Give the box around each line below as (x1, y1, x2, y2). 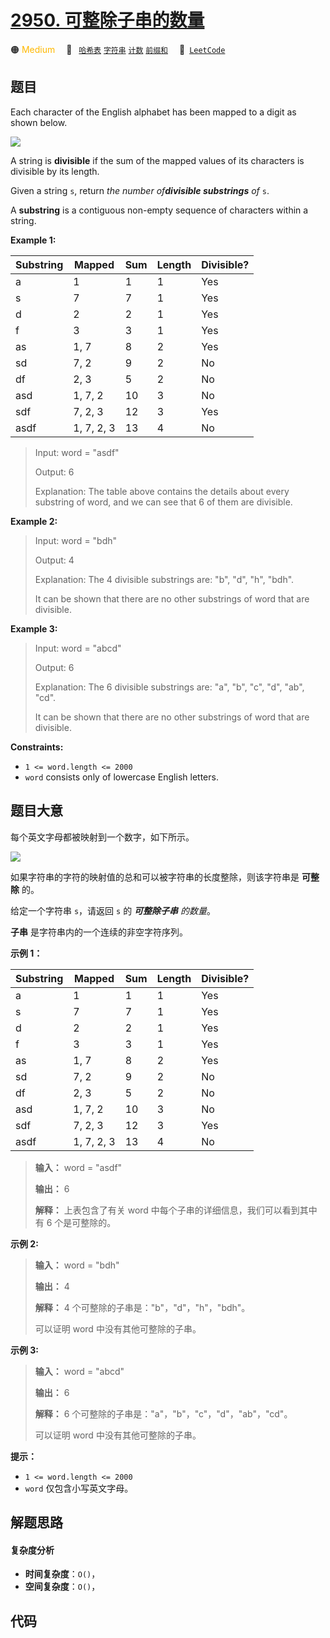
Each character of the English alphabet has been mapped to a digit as (10, 106, 297, 118)
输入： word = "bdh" (34, 1259, 120, 1271)
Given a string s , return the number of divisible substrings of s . (10, 184, 270, 196)
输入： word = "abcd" (34, 1365, 125, 1377)
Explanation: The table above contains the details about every (34, 485, 290, 497)
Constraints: (10, 741, 64, 753)
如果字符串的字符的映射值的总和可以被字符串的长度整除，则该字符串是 (10, 871, 300, 883)
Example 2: (10, 515, 58, 527)
